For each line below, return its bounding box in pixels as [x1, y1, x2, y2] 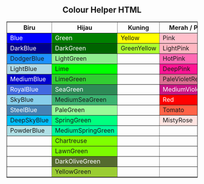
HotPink [163, 54, 186, 63]
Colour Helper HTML [63, 5, 141, 15]
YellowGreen [55, 167, 92, 175]
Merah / [169, 23, 192, 32]
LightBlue [10, 64, 38, 73]
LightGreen [55, 54, 87, 63]
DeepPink [163, 64, 191, 73]
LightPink [163, 44, 189, 52]
